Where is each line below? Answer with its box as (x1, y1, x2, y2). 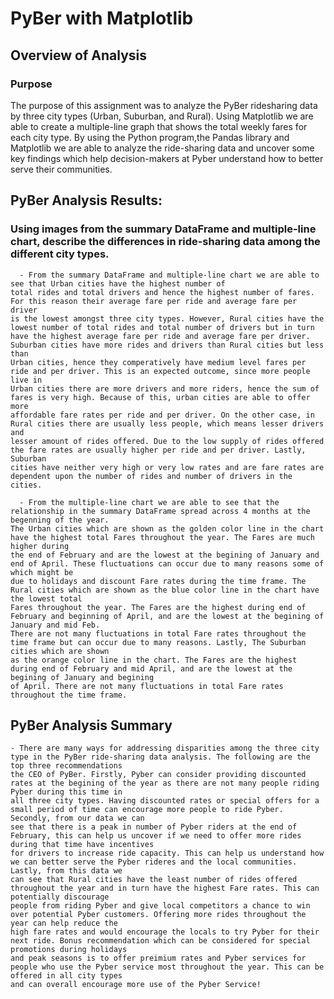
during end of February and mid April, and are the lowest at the (10, 663, 293, 674)
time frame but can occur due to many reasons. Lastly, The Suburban (10, 637, 307, 647)
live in (10, 375, 43, 385)
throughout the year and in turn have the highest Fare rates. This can (10, 883, 320, 894)
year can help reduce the (10, 918, 118, 929)
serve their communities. (10, 163, 113, 175)
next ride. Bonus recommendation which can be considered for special (10, 936, 311, 946)
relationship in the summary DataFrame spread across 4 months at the (10, 506, 311, 516)
